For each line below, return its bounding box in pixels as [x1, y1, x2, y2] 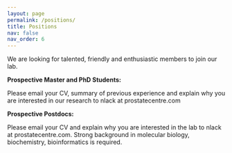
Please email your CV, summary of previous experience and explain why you [7, 89, 226, 98]
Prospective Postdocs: [7, 110, 74, 118]
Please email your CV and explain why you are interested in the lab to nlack [7, 123, 222, 132]
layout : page [7, 10, 45, 17]
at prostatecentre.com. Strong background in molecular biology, [7, 131, 190, 139]
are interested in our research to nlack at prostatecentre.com [7, 96, 181, 105]
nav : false [7, 29, 39, 37]
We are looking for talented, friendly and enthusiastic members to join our [7, 55, 217, 63]
